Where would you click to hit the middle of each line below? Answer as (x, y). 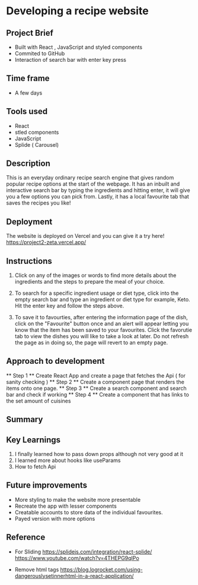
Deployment (29, 221)
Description (28, 164)
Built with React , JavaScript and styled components (79, 47)
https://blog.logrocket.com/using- (102, 570)
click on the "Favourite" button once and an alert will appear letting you (102, 324)
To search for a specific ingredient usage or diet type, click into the (97, 293)
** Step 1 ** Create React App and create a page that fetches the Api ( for (96, 375)
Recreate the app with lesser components (66, 506)
